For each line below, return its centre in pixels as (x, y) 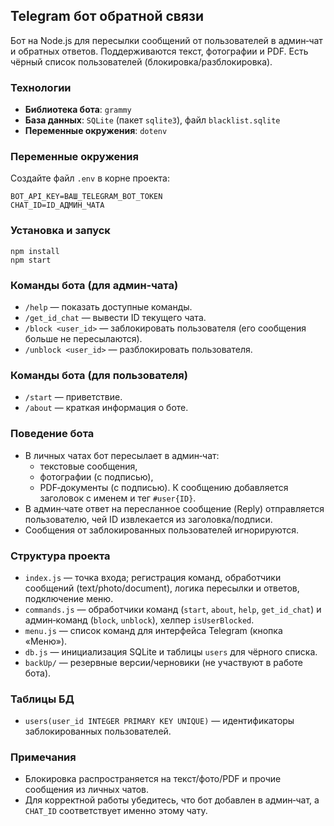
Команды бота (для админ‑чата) (94, 285)
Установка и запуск (60, 231)
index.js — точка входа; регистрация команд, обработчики (153, 577)
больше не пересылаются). (83, 338)
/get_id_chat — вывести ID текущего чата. (115, 317)
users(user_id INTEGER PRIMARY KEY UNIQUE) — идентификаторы (159, 721)
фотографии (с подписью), (96, 476)
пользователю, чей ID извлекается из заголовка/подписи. (148, 519)
